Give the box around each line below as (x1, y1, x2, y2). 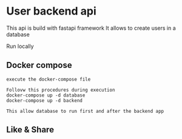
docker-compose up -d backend (6, 97, 83, 104)
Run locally (6, 42, 34, 50)
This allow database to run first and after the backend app (6, 108, 164, 114)
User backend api (6, 4, 97, 18)
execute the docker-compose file (6, 76, 91, 83)
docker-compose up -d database (6, 92, 86, 98)
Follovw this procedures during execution (6, 87, 115, 93)
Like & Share (6, 124, 55, 135)
